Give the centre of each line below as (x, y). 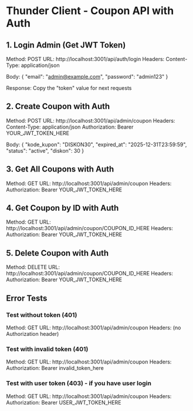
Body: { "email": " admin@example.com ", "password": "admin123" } (87, 77)
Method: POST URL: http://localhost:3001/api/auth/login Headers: (85, 59)
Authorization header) (33, 333)
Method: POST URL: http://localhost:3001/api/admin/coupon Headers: (91, 120)
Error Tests (27, 298)
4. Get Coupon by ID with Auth (62, 208)
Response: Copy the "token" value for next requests (69, 88)
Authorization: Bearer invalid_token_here (55, 368)
